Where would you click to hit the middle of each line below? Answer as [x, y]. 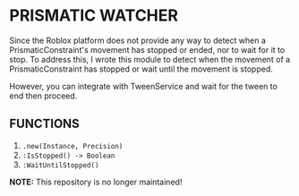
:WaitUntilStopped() [60, 165]
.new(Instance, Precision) [73, 146]
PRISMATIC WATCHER [94, 16]
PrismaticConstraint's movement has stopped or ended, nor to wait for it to [147, 49]
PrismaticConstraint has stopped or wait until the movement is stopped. [141, 69]
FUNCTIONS [45, 124]
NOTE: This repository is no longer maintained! [96, 182]
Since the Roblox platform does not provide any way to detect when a [137, 40]
